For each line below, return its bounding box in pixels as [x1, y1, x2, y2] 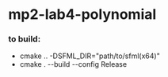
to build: [8, 34, 41, 45]
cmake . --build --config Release [19, 60, 128, 69]
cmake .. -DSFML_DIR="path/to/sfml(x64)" [19, 51, 160, 60]
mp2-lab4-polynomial [8, 5, 157, 24]
